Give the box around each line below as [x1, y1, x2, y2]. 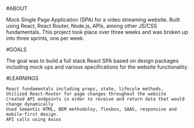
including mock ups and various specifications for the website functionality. [6, 63, 189, 70]
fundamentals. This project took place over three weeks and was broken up [6, 29, 189, 35]
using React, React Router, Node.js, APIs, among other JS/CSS [6, 23, 157, 29]
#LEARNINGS [6, 75, 39, 81]
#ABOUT [6, 5, 28, 12]
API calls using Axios [6, 116, 62, 122]
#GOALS [6, 46, 28, 53]
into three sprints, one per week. [6, 35, 85, 41]
